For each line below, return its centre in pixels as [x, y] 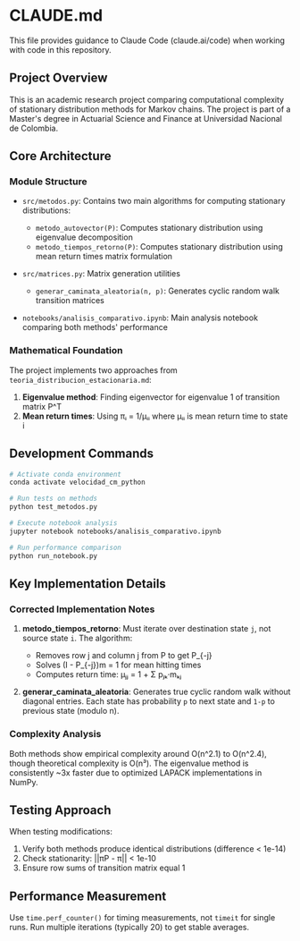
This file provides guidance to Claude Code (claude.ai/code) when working [147, 40]
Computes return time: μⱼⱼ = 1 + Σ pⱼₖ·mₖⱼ [108, 674]
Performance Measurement [88, 896]
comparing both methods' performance [95, 327]
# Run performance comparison [66, 547]
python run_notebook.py [54, 555]
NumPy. [24, 782]
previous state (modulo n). [71, 711]
